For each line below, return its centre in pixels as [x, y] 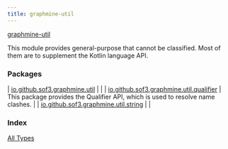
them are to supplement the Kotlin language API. [78, 55]
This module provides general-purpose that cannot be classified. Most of [114, 48]
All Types [21, 138]
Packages [25, 74]
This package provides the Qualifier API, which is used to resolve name [111, 96]
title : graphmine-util [41, 14]
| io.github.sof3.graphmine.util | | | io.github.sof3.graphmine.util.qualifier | [114, 89]
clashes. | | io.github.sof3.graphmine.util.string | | [79, 104]
